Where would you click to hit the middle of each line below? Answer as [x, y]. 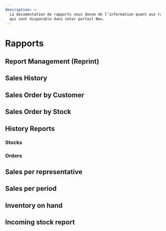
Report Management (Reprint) [52, 61]
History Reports [30, 129]
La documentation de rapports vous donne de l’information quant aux [83, 14]
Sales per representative [44, 172]
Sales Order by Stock [38, 112]
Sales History [26, 78]
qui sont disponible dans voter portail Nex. [57, 19]
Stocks [14, 143]
